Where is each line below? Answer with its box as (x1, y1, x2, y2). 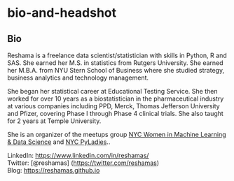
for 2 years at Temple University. (7, 117, 102, 125)
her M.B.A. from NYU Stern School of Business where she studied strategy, (7, 66, 225, 74)
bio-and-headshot (7, 5, 117, 21)
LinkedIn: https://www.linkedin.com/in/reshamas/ (7, 152, 149, 159)
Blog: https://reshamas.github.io (7, 166, 100, 174)
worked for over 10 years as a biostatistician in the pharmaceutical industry (7, 94, 224, 103)
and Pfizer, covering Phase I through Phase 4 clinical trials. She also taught (7, 110, 224, 117)
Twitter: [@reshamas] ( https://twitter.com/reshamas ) (7, 159, 160, 167)
